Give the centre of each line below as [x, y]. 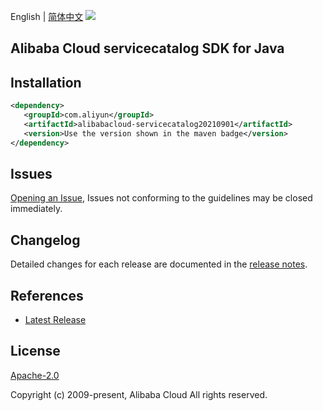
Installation [46, 82]
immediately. [36, 209]
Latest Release [55, 320]
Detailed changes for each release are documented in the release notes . [159, 264]
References [47, 295]
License [35, 351]
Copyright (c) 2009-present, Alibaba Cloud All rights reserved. [139, 394]
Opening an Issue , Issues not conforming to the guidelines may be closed [161, 198]
